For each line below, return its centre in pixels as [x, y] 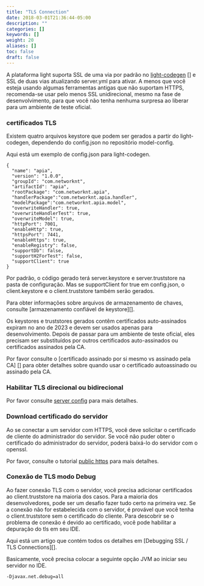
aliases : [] [21, 46]
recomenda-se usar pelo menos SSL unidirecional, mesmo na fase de [93, 94]
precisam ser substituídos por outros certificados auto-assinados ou [92, 340]
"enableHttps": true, [39, 240]
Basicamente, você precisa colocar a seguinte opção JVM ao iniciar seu [97, 559]
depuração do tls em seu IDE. [43, 529]
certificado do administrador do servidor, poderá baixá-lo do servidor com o [102, 443]
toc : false [20, 52]
